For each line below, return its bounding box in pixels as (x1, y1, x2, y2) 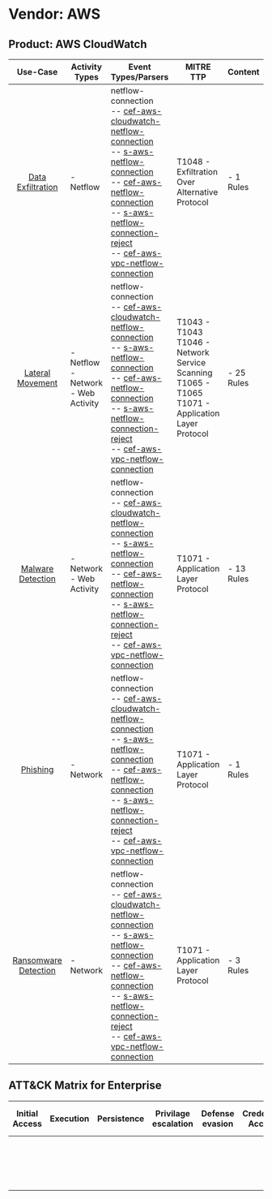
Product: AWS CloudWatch (8, 37, 147, 51)
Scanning (176, 367, 213, 378)
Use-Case (16, 67, 58, 77)
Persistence (96, 1113, 145, 1124)
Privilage (155, 1107, 190, 1119)
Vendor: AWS (8, 5, 101, 24)
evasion (202, 1118, 234, 1129)
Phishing (20, 764, 54, 775)
